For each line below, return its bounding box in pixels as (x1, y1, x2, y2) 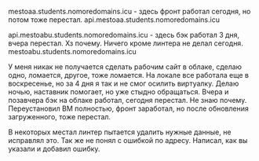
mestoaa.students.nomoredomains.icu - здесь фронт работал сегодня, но (8, 7, 251, 16)
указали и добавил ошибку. (8, 145, 100, 153)
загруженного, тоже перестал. (8, 112, 111, 121)
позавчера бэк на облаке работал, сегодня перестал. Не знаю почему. (8, 96, 247, 104)
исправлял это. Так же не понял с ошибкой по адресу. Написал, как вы (8, 136, 248, 145)
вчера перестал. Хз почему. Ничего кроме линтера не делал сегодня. (8, 38, 243, 48)
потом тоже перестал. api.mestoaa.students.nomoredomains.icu (8, 15, 220, 24)
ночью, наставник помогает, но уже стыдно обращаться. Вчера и (8, 87, 229, 97)
